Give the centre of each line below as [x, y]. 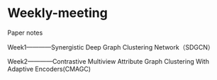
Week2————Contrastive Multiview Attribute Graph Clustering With [108, 61]
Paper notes [25, 33]
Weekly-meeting [57, 13]
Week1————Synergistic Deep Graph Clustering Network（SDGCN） [111, 47]
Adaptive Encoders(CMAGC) [49, 69]
